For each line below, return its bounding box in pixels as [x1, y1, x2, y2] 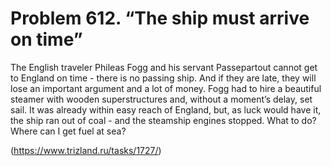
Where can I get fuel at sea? [10, 125, 127, 137]
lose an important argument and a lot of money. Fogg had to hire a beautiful [10, 82, 322, 94]
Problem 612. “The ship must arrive [10, 7, 310, 30]
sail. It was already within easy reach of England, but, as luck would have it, [10, 103, 322, 116]
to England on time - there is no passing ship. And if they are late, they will [10, 72, 317, 84]
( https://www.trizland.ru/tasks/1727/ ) [10, 144, 162, 156]
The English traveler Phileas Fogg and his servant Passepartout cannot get [10, 61, 318, 73]
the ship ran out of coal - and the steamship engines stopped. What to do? [10, 114, 317, 126]
